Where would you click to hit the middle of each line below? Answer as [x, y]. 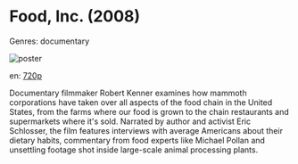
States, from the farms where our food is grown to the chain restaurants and [149, 111]
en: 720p [26, 75]
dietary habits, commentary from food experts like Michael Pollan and [137, 140]
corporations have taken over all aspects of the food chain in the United [141, 102]
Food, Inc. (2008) [75, 16]
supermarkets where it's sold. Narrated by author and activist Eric [130, 121]
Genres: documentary [50, 41]
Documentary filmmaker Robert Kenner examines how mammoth [128, 93]
